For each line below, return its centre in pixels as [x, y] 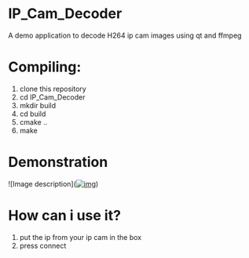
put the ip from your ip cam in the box [81, 237]
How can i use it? [65, 216]
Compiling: [45, 67]
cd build [33, 114]
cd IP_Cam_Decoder [52, 97]
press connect [43, 245]
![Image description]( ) [53, 184]
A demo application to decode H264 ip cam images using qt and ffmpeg [125, 35]
